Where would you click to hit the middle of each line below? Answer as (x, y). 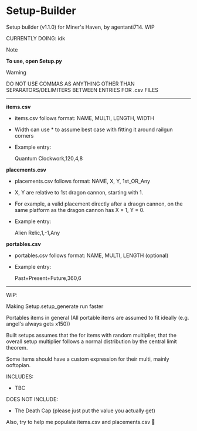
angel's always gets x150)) (38, 324)
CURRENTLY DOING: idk (36, 38)
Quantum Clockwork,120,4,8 (49, 158)
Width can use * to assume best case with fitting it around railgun (94, 129)
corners (24, 135)
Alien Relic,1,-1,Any (37, 232)
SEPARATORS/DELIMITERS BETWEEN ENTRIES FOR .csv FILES (82, 90)
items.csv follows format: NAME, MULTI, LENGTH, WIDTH (84, 118)
